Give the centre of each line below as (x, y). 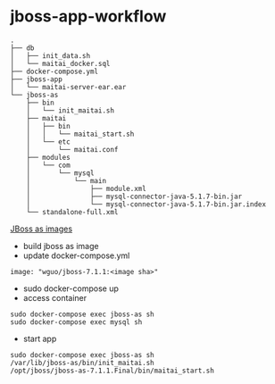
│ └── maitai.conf (72, 149)
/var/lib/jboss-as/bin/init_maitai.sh (82, 363)
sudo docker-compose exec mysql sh (76, 322)
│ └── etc (48, 142)
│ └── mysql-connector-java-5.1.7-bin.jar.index (146, 204)
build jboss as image (61, 246)
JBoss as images (42, 229)
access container (55, 297)
